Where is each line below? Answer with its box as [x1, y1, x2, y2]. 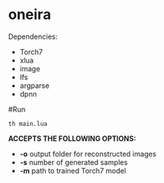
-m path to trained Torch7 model [19, 166, 127, 175]
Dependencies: [8, 32, 58, 41]
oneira [8, 6, 51, 24]
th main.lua [8, 120, 48, 128]
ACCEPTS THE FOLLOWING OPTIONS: [8, 133, 136, 143]
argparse [19, 81, 50, 90]
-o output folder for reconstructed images [19, 149, 157, 158]
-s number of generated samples [19, 157, 128, 167]
